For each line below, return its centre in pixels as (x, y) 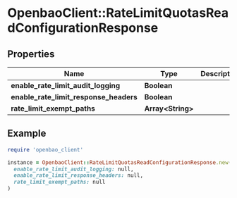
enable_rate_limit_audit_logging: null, (74, 169)
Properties (31, 54)
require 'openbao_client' (45, 149)
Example (27, 134)
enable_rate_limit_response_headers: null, (78, 175)
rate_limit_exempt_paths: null (60, 182)
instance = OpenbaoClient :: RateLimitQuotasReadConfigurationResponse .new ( (120, 162)
